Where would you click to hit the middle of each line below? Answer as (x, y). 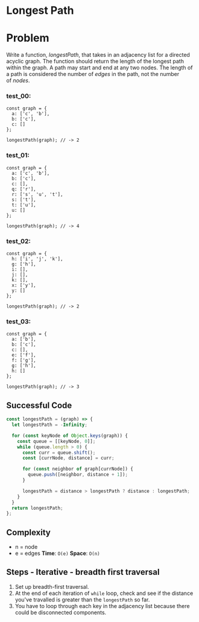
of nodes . (18, 81)
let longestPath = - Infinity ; (49, 425)
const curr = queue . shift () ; (59, 452)
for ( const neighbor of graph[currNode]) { (78, 469)
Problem (28, 38)
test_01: (18, 156)
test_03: (19, 322)
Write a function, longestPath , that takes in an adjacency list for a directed (98, 55)
